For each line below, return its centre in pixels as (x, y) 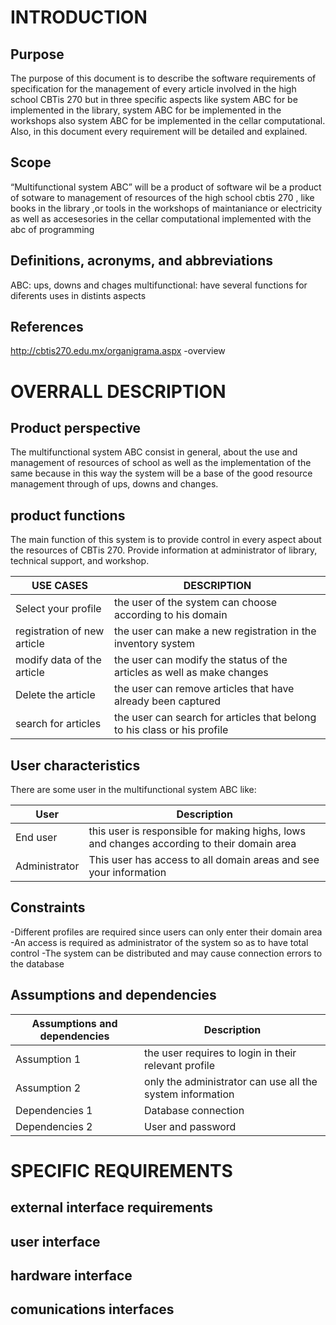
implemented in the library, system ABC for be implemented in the (146, 110)
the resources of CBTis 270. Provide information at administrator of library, (164, 550)
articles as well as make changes (191, 673)
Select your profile (58, 609)
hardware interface (71, 1276)
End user (36, 838)
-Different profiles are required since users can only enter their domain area (166, 932)
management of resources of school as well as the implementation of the (161, 463)
